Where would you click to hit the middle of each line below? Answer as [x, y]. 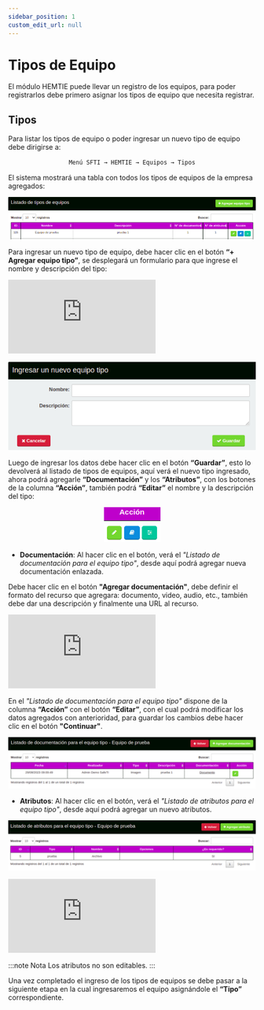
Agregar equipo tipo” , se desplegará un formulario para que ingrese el [123, 260]
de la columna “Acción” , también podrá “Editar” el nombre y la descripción [131, 488]
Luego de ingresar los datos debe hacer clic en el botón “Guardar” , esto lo [130, 462]
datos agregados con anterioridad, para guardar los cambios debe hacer [126, 718]
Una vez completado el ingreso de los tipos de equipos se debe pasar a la [128, 980]
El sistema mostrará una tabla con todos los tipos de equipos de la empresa [130, 178]
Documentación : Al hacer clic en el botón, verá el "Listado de [120, 555]
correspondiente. [36, 997]
